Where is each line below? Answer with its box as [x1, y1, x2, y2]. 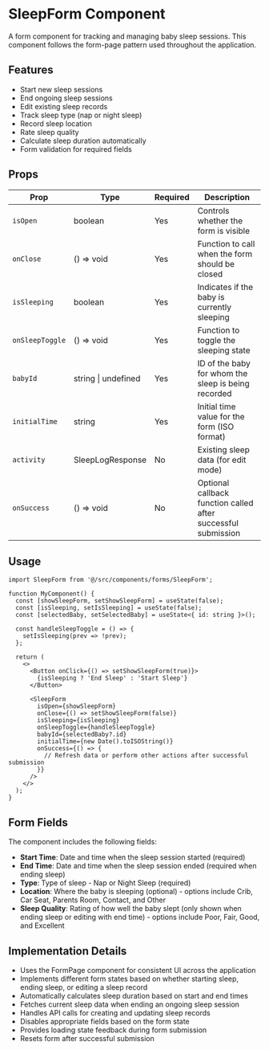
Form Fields [8, 815, 68, 829]
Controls [197, 205, 230, 216]
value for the [197, 411, 246, 422]
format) [197, 431, 226, 442]
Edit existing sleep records [19, 101, 108, 111]
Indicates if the [197, 281, 254, 292]
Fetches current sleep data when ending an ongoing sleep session [19, 999, 240, 1009]
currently [197, 301, 232, 313]
